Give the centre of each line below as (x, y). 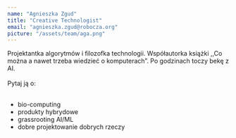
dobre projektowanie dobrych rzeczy (71, 127)
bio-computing (39, 105)
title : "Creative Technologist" (55, 20)
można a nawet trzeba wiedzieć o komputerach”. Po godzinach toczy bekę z (118, 61)
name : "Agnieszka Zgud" (42, 14)
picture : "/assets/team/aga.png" (56, 33)
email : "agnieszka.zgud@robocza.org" (63, 27)
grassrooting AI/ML (45, 120)
